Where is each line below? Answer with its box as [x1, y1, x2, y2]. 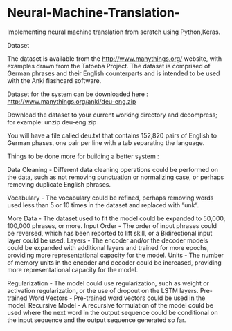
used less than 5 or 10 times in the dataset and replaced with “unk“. [7, 200, 199, 209]
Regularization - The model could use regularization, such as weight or [7, 278, 210, 287]
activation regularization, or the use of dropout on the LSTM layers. [7, 286, 199, 294]
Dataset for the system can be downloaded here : [7, 90, 149, 98]
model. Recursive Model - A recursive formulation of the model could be [7, 301, 213, 309]
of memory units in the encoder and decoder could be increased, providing [7, 258, 222, 267]
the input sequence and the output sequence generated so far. [7, 316, 186, 324]
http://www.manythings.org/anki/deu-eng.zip [7, 97, 136, 105]
